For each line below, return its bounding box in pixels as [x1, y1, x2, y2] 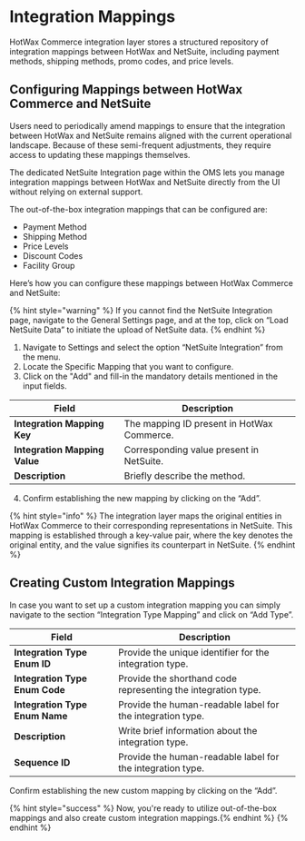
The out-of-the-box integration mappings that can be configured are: [9, 203, 268, 214]
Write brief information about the [117, 724, 258, 737]
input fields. [22, 380, 67, 391]
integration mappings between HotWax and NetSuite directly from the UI [9, 176, 280, 187]
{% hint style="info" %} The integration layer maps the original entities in [9, 510, 282, 521]
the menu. [22, 351, 61, 362]
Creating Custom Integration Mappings [9, 575, 236, 591]
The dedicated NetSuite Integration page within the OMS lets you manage [9, 166, 285, 178]
